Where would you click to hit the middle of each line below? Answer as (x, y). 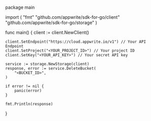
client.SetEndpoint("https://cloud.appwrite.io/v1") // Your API (75, 42)
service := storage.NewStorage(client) (47, 64)
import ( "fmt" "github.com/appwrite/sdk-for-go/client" (63, 17)
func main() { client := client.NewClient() (47, 32)
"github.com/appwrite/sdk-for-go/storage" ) (51, 23)
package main (20, 7)
